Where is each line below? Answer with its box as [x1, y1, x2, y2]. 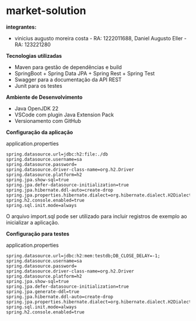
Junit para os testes [14, 82, 62, 89]
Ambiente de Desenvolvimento [6, 94, 83, 101]
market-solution [6, 4, 86, 18]
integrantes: [6, 23, 37, 30]
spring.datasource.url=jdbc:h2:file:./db [6, 151, 108, 157]
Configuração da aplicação [6, 129, 73, 136]
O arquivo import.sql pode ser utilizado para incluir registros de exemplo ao [6, 212, 187, 220]
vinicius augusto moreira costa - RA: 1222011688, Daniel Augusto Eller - [14, 34, 187, 42]
